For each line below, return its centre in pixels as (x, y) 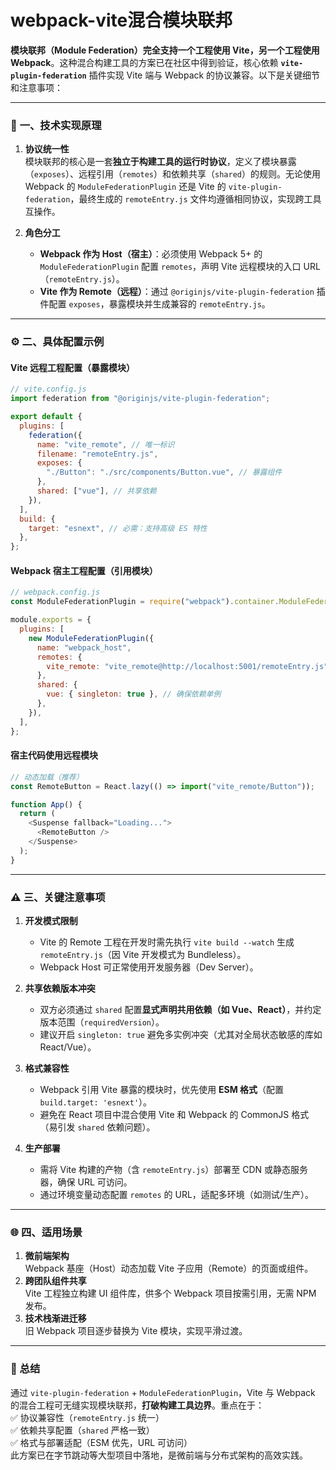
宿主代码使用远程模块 (54, 755)
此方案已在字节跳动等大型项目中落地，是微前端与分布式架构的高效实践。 (159, 1455)
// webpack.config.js (55, 592)
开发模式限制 (51, 920)
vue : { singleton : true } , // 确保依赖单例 (134, 694)
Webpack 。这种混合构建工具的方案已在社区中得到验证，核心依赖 (144, 62)
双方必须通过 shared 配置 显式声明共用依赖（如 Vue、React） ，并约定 (180, 1009)
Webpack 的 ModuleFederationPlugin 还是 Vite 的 (125, 187)
